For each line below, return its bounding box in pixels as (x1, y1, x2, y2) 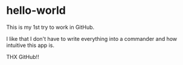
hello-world (6, 4, 66, 17)
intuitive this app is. (6, 42, 54, 49)
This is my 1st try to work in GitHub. (6, 23, 95, 31)
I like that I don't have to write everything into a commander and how (6, 35, 178, 42)
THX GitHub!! (6, 53, 39, 60)
